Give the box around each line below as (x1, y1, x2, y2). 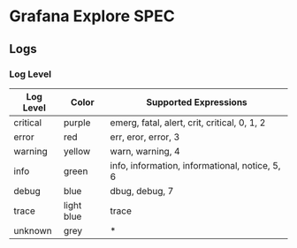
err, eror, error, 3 (110, 131, 180, 143)
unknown (13, 224, 52, 237)
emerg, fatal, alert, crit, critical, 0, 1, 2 (110, 116, 266, 129)
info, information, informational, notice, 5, (110, 159, 281, 171)
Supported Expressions (145, 95, 247, 108)
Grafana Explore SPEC (9, 6, 175, 26)
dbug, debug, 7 (110, 184, 174, 197)
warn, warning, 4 (110, 145, 180, 157)
